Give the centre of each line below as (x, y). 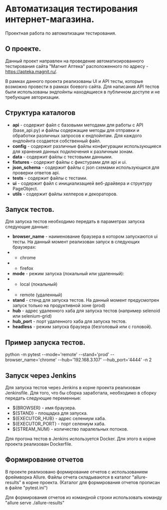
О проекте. (23, 49)
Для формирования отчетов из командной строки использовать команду (84, 497)
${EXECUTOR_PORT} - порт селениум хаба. (59, 424)
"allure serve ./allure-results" (35, 503)
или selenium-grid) (32, 316)
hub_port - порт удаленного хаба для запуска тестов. (70, 321)
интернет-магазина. (50, 19)
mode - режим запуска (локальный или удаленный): (68, 274)
